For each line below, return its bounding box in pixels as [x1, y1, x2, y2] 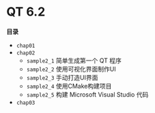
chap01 [16, 42, 36, 49]
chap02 [16, 49, 36, 56]
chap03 [16, 99, 36, 106]
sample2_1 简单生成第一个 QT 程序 [26, 56, 122, 65]
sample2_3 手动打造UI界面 [26, 73, 98, 82]
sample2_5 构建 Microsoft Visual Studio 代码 [26, 90, 149, 99]
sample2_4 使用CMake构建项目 [26, 82, 112, 90]
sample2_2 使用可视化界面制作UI [26, 65, 117, 73]
